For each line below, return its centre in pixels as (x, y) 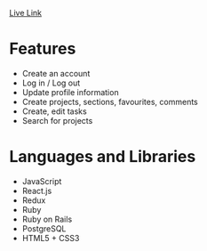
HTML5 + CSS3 (51, 238)
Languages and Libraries (103, 157)
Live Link (26, 13)
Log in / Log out (51, 83)
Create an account (56, 73)
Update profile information (70, 92)
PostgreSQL (44, 228)
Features (43, 49)
